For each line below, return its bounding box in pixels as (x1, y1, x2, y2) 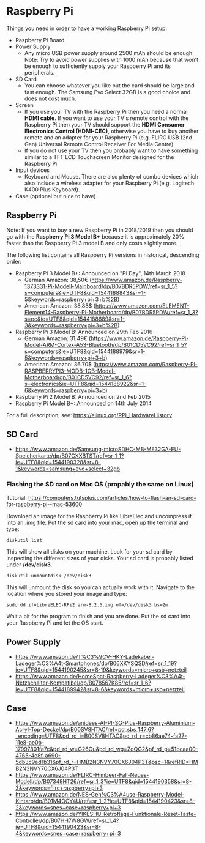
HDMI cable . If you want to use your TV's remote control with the (24, 114, 189, 122)
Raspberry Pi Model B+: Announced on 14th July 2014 (15, 399, 152, 407)
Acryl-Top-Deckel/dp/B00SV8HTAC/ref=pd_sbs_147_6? (15, 726, 154, 733)
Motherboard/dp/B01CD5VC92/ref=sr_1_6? (24, 373, 132, 381)
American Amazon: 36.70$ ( (24, 360, 95, 368)
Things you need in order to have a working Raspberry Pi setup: (6, 24, 167, 32)
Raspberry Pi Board (15, 36, 65, 43)
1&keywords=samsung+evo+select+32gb (15, 465, 121, 472)
